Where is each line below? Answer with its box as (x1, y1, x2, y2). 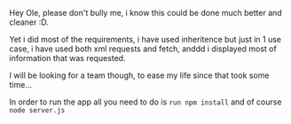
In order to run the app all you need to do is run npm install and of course (9, 97, 282, 107)
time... (9, 80, 33, 89)
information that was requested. (9, 53, 126, 63)
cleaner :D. (9, 17, 49, 27)
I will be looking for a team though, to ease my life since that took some (9, 70, 270, 81)
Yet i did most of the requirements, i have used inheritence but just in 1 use (9, 35, 282, 44)
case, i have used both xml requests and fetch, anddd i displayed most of (9, 43, 277, 54)
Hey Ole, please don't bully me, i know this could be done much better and (9, 8, 282, 18)
